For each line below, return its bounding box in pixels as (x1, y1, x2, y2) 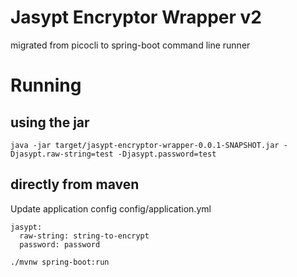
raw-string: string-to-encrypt (19, 231, 150, 241)
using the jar (10, 114, 90, 131)
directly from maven (10, 176, 140, 193)
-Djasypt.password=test (117, 149, 217, 159)
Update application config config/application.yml (10, 202, 212, 215)
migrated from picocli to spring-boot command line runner (10, 39, 251, 51)
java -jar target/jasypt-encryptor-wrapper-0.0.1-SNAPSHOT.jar (10, 140, 280, 150)
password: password (19, 239, 101, 250)
